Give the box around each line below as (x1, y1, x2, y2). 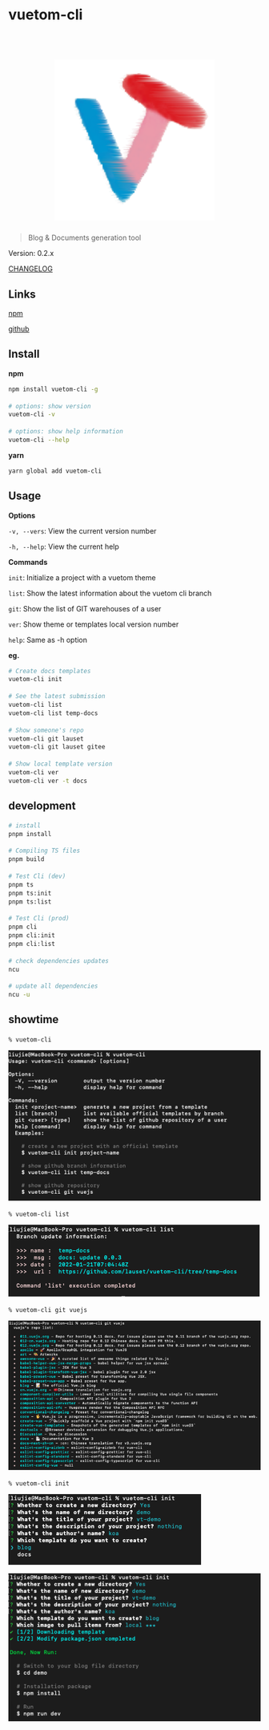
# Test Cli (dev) (8, 872, 66, 880)
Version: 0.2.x (8, 249, 54, 258)
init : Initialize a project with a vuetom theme (8, 572, 156, 583)
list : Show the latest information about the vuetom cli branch (8, 588, 212, 598)
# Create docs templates (8, 667, 91, 675)
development (8, 799, 76, 813)
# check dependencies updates (8, 956, 110, 964)
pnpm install (8, 830, 52, 838)
